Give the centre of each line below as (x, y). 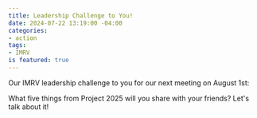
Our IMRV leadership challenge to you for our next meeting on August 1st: (129, 83)
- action (23, 38)
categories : (28, 30)
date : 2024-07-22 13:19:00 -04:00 (66, 23)
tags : (17, 45)
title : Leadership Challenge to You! (71, 16)
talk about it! (29, 106)
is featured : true (39, 61)
